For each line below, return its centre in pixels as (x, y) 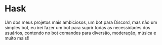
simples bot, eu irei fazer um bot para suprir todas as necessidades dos (78, 27)
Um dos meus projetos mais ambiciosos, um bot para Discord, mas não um (81, 22)
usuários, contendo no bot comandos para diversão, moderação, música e (81, 33)
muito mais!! (17, 38)
